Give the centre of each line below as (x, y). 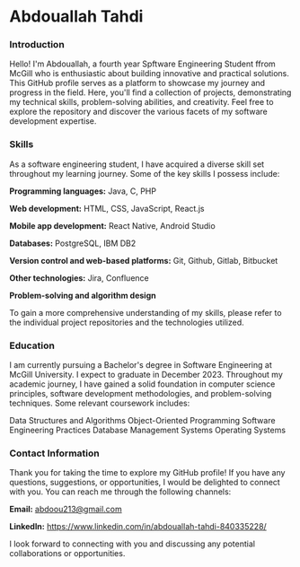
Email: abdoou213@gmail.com (66, 510)
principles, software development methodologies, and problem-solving (141, 394)
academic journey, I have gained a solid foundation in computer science (142, 384)
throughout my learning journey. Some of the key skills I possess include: (145, 173)
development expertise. (53, 121)
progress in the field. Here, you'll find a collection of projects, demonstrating (150, 92)
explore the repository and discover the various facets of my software (138, 112)
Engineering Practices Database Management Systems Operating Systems (147, 430)
